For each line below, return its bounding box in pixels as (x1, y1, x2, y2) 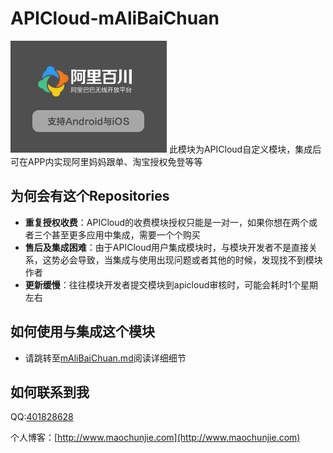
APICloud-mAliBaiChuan (10, 7, 220, 30)
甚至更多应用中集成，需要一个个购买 (51, 228, 201, 241)
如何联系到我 (10, 383, 90, 401)
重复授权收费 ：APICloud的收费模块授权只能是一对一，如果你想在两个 (24, 216, 310, 228)
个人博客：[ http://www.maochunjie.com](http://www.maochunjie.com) (10, 432, 301, 444)
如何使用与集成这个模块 (10, 323, 155, 341)
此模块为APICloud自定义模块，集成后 (168, 143, 322, 155)
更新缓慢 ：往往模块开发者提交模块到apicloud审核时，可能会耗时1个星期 (24, 278, 318, 291)
